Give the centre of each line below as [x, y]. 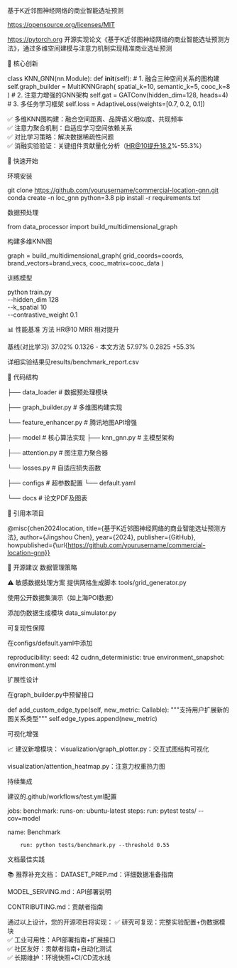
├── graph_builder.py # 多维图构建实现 [65, 407]
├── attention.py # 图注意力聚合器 [58, 453]
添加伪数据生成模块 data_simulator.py [62, 613]
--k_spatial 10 [27, 307]
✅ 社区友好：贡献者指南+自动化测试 [60, 948]
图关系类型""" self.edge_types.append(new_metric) [82, 719]
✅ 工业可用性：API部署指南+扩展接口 [61, 940]
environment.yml [32, 665]
